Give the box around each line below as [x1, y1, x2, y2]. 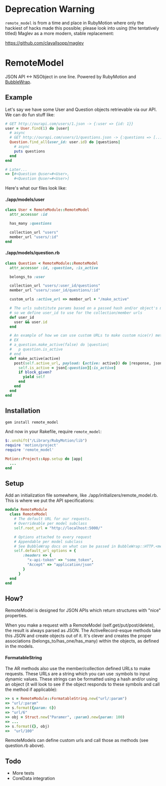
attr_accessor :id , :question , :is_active [9, 265, 98, 270]
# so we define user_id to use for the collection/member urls [9, 310, 142, 315]
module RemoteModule [5, 507, 48, 512]
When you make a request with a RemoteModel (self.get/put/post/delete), [5, 622, 155, 628]
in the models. [5, 643, 34, 649]
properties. [5, 613, 28, 619]
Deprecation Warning [5, 3, 95, 15]
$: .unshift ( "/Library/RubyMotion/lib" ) [5, 438, 87, 443]
